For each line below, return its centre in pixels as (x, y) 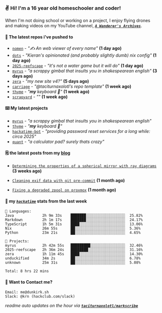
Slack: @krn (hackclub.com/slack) (40, 297)
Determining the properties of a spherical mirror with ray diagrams (84, 166)
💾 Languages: (18, 211)
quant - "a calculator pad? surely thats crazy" (58, 142)
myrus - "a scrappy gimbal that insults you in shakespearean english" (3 (85, 71)
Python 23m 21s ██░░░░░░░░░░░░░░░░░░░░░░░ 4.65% (73, 233)
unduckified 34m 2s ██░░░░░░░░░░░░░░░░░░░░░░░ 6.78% (73, 258)
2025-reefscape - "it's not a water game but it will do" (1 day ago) (78, 65)
